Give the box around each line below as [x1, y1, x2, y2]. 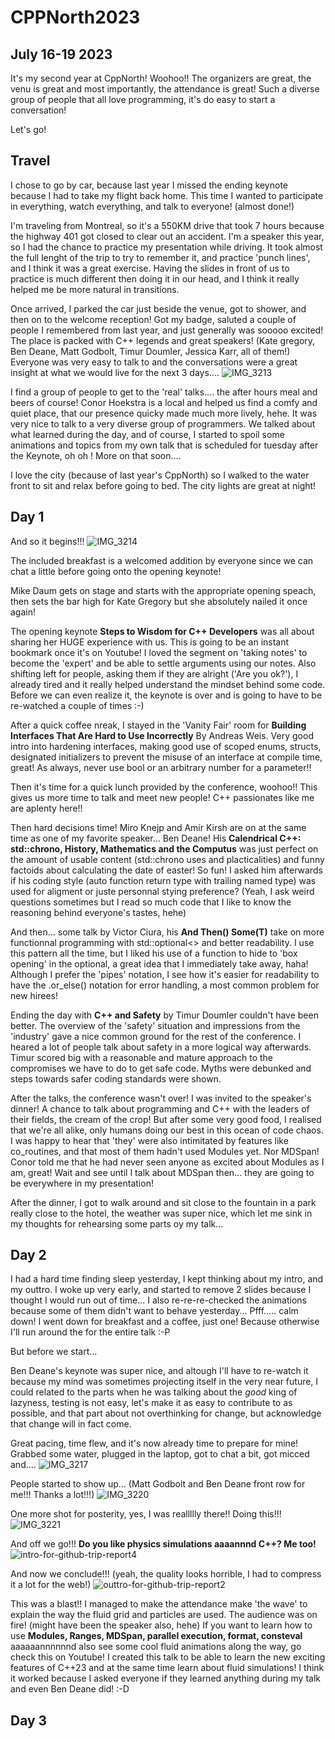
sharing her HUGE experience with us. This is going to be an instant [10, 636, 290, 648]
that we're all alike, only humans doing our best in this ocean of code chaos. [10, 1124, 324, 1136]
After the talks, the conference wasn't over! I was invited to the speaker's [10, 1092, 312, 1104]
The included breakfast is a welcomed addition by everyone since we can [10, 554, 314, 566]
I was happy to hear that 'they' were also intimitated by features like [10, 1134, 289, 1146]
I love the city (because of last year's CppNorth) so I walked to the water [10, 469, 310, 481]
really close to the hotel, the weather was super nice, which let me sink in [10, 1207, 313, 1219]
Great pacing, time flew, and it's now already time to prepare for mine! [10, 1437, 299, 1450]
